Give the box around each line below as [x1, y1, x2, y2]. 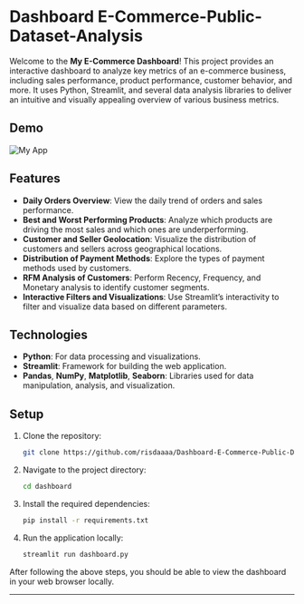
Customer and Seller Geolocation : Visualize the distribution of [22, 233, 257, 244]
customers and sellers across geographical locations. [22, 243, 223, 254]
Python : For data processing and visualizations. [22, 351, 201, 362]
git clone [22, 448, 61, 457]
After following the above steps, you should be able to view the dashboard [9, 566, 287, 577]
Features [9, 170, 61, 187]
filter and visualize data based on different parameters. [22, 301, 228, 312]
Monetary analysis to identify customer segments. [22, 281, 210, 292]
